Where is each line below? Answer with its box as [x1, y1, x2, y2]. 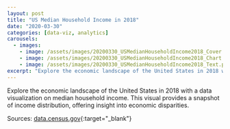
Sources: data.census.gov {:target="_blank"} [7, 114, 132, 122]
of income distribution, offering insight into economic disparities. [7, 101, 190, 109]
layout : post [7, 10, 44, 17]
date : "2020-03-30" [7, 23, 63, 30]
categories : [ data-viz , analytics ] [7, 29, 109, 36]
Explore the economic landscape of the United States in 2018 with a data [7, 86, 212, 95]
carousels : [7, 36, 38, 43]
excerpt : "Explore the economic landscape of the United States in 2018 [7, 67, 219, 74]
